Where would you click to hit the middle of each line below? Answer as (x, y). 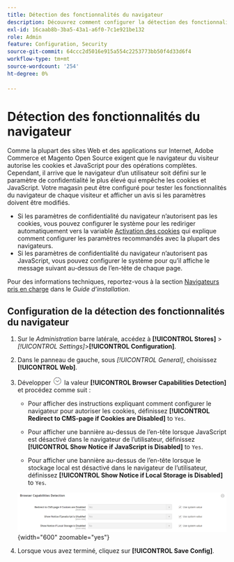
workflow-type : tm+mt (39, 59)
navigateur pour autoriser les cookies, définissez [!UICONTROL (119, 411)
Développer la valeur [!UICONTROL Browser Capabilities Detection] (122, 383)
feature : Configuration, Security (57, 44)
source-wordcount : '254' (43, 66)
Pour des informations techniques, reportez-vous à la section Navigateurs (113, 282)
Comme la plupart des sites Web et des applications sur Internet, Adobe (110, 151)
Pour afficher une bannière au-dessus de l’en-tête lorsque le (114, 461)
